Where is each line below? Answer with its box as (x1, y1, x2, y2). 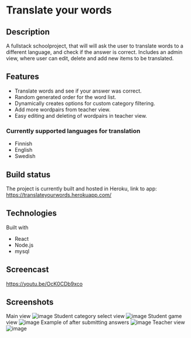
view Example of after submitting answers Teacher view (6, 319, 186, 326)
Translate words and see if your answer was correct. (14, 87, 142, 94)
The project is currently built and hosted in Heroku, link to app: (6, 185, 157, 192)
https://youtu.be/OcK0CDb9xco (6, 280, 83, 287)
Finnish (14, 140, 33, 147)
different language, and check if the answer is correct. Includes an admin (6, 49, 183, 56)
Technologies (6, 209, 57, 218)
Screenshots (6, 297, 54, 307)
